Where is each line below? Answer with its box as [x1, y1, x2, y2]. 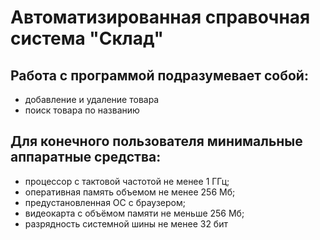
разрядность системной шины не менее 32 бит [24, 217, 228, 230]
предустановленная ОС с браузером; [24, 196, 186, 208]
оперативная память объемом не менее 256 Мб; [24, 186, 236, 198]
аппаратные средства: [10, 149, 162, 166]
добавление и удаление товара [24, 94, 160, 105]
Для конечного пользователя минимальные [10, 133, 303, 150]
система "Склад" [10, 27, 164, 50]
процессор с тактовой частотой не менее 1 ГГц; [24, 175, 230, 187]
